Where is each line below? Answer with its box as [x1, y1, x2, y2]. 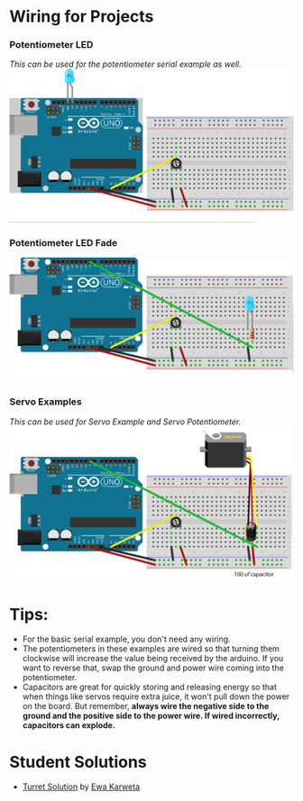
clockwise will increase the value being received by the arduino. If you [22, 653, 284, 664]
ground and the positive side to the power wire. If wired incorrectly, [22, 710, 280, 722]
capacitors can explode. [22, 720, 115, 731]
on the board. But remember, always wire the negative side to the [22, 701, 270, 712]
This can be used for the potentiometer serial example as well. [9, 59, 242, 69]
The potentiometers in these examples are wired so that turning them [22, 643, 280, 654]
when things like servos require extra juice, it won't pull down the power [22, 691, 290, 702]
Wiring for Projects [9, 6, 154, 27]
